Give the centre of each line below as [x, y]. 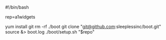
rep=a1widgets [20, 17]
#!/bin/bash [17, 7]
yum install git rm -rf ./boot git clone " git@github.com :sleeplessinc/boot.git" [83, 26]
